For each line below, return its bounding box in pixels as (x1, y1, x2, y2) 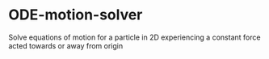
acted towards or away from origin (8, 40, 124, 50)
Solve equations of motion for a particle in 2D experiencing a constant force (8, 32, 261, 42)
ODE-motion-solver (8, 6, 143, 24)
